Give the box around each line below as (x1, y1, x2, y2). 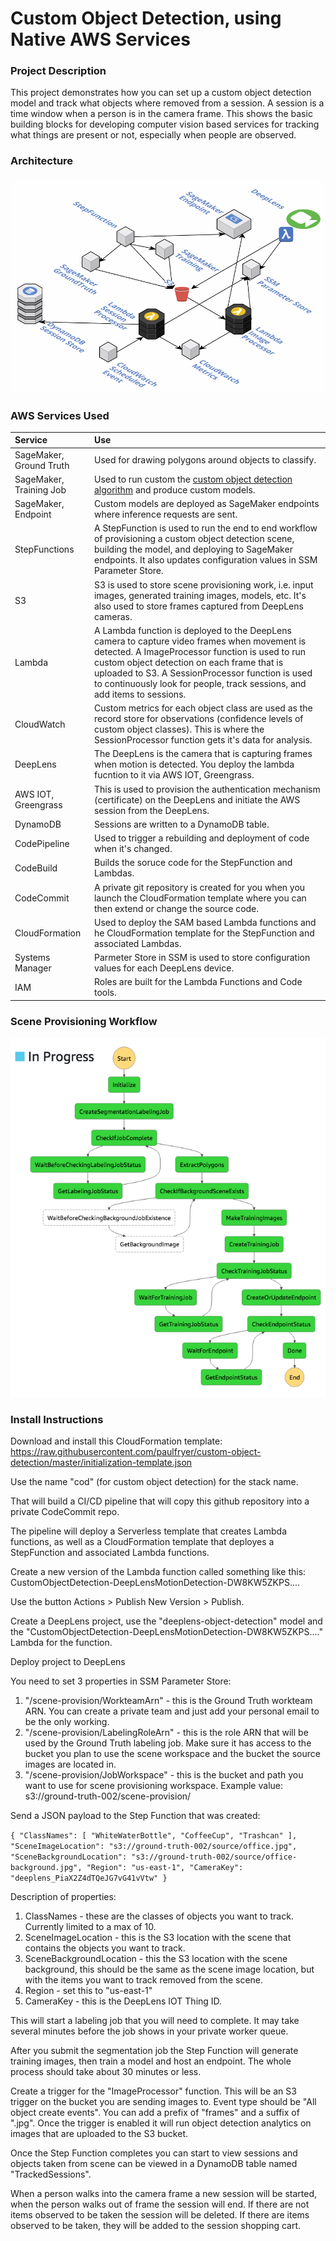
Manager (14, 962, 52, 974)
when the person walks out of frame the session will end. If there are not (10, 2198, 310, 2211)
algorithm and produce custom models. (93, 483, 256, 496)
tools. (93, 987, 117, 999)
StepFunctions (14, 543, 75, 556)
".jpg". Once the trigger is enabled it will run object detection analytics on (10, 2117, 312, 2129)
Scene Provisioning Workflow (10, 1014, 158, 1028)
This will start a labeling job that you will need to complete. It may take (10, 2015, 300, 2027)
